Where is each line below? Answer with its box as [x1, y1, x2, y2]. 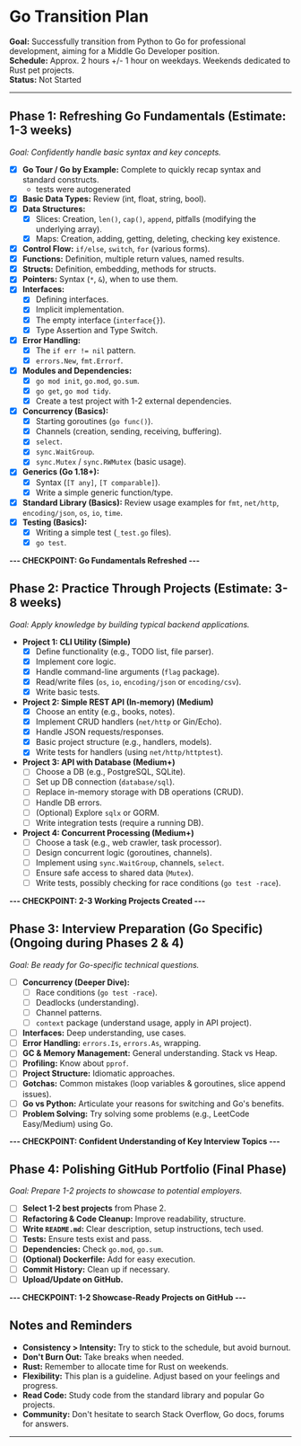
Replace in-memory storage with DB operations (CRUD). [35, 786, 245, 797]
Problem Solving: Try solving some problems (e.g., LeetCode [21, 1108, 250, 1119]
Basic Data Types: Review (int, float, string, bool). [21, 193, 207, 204]
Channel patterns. [35, 1007, 102, 1017]
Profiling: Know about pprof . [21, 1058, 129, 1069]
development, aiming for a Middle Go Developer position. [9, 45, 220, 56]
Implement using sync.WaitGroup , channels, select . [35, 856, 225, 868]
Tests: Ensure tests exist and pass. [21, 1233, 152, 1244]
